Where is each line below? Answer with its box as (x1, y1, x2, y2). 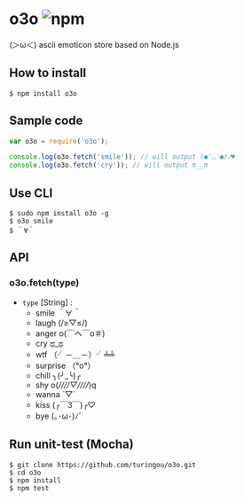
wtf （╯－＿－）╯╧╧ (35, 348, 115, 359)
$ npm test (9, 483, 50, 492)
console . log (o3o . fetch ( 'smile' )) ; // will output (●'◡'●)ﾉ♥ (9, 153, 235, 161)
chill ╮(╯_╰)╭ (35, 370, 82, 380)
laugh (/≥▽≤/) (35, 317, 88, 328)
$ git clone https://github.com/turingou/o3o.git (9, 460, 197, 469)
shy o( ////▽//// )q (35, 380, 97, 390)
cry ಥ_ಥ (35, 338, 64, 348)
